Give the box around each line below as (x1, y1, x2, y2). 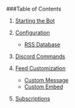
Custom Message (24, 77, 69, 83)
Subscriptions (15, 95, 51, 102)
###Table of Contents (6, 6, 62, 12)
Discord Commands (15, 53, 65, 60)
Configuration (15, 29, 50, 36)
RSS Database (24, 41, 61, 48)
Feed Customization (15, 64, 66, 72)
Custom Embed (24, 83, 63, 90)
